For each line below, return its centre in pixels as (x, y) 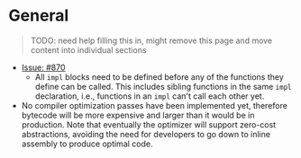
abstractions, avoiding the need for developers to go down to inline (146, 134)
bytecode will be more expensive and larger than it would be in (138, 115)
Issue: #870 (43, 67)
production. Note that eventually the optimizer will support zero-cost (149, 124)
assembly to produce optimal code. (87, 144)
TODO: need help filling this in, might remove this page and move (151, 40)
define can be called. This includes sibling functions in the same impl (163, 86)
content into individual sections (88, 49)
